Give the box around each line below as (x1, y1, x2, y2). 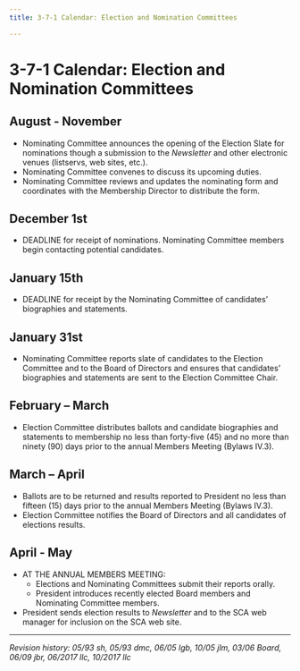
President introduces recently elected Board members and (35, 588, 252, 599)
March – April (9, 467, 85, 482)
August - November (9, 114, 122, 130)
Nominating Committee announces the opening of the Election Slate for (21, 138, 285, 149)
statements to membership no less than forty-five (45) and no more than (21, 431, 289, 442)
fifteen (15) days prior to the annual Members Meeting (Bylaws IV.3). (21, 500, 274, 511)
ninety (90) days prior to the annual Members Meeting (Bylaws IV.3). (21, 440, 275, 452)
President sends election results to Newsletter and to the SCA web (21, 607, 268, 617)
